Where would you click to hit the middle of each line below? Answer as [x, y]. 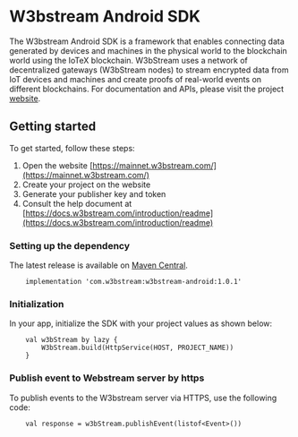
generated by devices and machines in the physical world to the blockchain [149, 50]
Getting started [53, 127]
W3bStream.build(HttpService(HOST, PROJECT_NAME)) [138, 348]
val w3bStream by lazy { [72, 340]
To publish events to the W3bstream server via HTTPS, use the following [143, 398]
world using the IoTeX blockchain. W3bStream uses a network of [128, 60]
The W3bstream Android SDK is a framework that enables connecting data [147, 41]
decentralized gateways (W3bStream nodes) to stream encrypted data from [149, 70]
